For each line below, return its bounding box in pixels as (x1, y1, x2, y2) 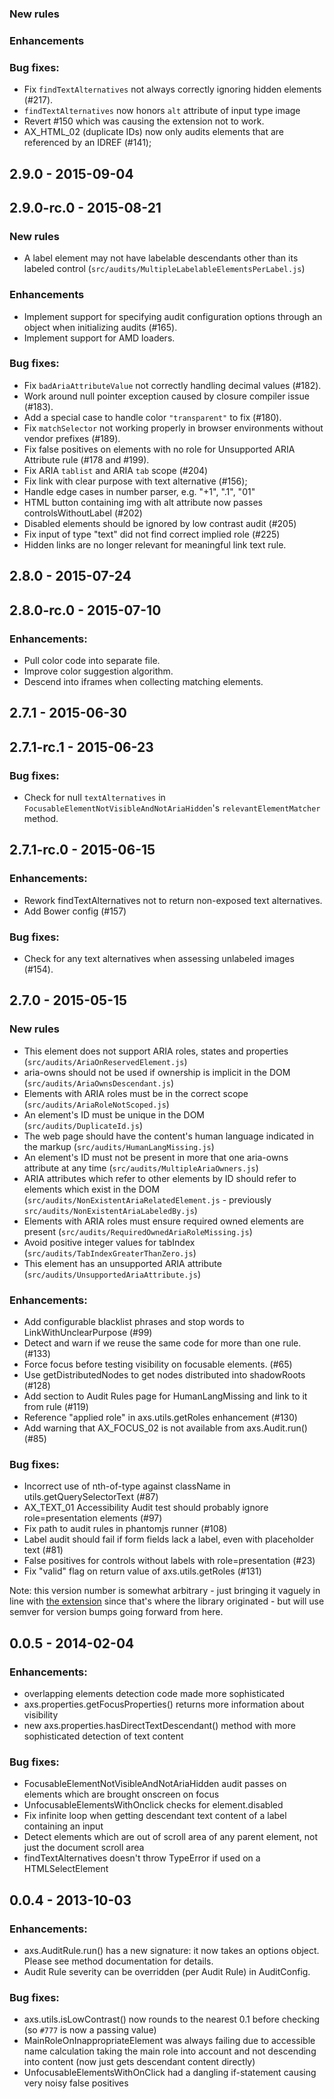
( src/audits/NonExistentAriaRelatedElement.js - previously (23, 1193, 272, 1206)
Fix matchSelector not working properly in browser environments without (23, 422, 324, 434)
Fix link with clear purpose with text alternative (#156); (23, 475, 248, 487)
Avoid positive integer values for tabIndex (23, 1236, 196, 1248)
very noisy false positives (23, 2077, 129, 2089)
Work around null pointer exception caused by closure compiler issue (23, 390, 310, 402)
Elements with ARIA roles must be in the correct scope (23, 1087, 249, 1099)
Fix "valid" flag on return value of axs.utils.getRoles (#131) (23, 1565, 262, 1577)
